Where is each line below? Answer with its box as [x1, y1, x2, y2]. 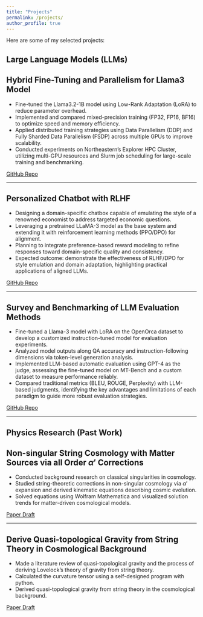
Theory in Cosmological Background [6, 544, 147, 554]
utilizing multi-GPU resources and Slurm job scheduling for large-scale [14, 152, 192, 159]
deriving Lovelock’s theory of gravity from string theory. [14, 566, 154, 573]
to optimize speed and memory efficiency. [14, 119, 120, 127]
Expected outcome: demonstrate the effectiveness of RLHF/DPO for [14, 255, 184, 262]
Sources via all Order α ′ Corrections [6, 457, 144, 467]
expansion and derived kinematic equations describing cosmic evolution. [14, 486, 197, 494]
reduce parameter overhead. [14, 107, 87, 114]
